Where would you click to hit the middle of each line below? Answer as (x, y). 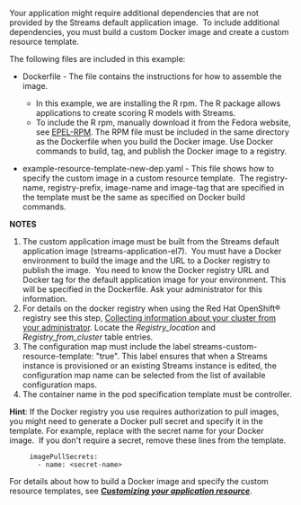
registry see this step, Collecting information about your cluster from (149, 318)
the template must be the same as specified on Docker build (133, 197)
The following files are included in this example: (97, 59)
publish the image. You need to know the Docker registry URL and (146, 270)
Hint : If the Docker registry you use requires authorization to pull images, (144, 412)
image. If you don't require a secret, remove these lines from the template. (148, 440)
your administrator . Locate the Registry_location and (119, 328)
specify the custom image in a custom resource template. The (138, 178)
